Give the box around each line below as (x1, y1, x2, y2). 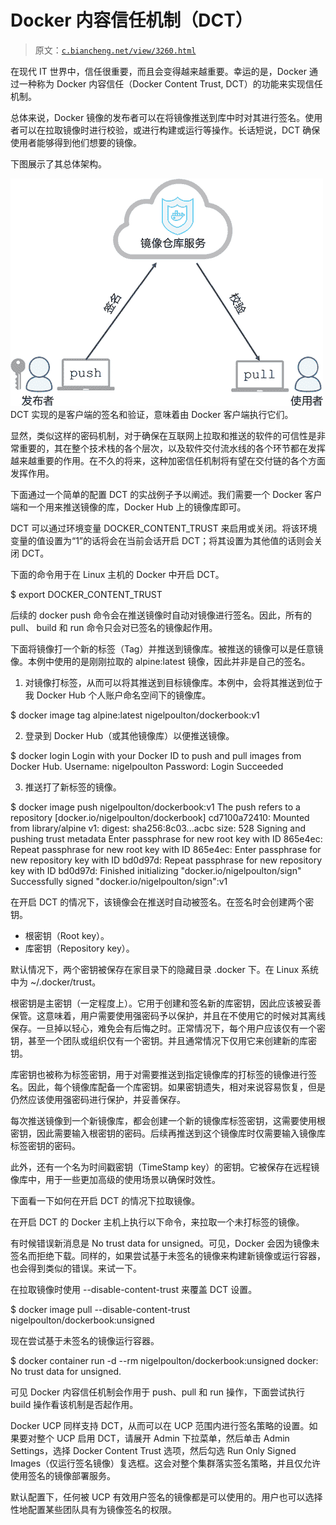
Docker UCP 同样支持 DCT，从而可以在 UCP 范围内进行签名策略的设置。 (10, 1419, 310, 1431)
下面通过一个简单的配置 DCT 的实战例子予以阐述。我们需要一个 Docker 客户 (10, 488, 323, 500)
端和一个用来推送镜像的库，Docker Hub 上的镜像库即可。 (10, 501, 247, 513)
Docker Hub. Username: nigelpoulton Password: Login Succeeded (10, 760, 284, 772)
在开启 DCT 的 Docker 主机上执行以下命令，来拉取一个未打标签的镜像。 (10, 1216, 305, 1228)
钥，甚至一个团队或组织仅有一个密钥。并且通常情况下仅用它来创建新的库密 (10, 1034, 317, 1046)
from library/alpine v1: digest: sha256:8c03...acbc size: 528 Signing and (10, 822, 307, 834)
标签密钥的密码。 (10, 1139, 81, 1151)
